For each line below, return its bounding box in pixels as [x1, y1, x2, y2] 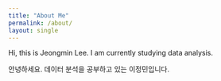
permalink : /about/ [8, 19, 73, 27]
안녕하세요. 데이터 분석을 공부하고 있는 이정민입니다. [8, 64, 169, 74]
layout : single [8, 26, 59, 34]
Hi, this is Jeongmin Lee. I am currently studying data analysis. [8, 48, 213, 58]
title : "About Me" [8, 11, 69, 20]
